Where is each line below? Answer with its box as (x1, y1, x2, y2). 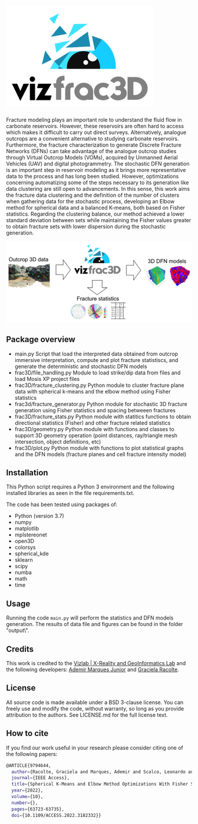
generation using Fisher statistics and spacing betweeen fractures (14, 406, 176, 413)
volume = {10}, (11, 794, 44, 800)
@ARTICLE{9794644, (6, 763, 51, 768)
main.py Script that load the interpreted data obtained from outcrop (14, 350, 179, 357)
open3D (14, 538, 34, 545)
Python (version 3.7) (14, 513, 64, 520)
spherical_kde (14, 550, 49, 557)
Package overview (6, 334, 75, 344)
